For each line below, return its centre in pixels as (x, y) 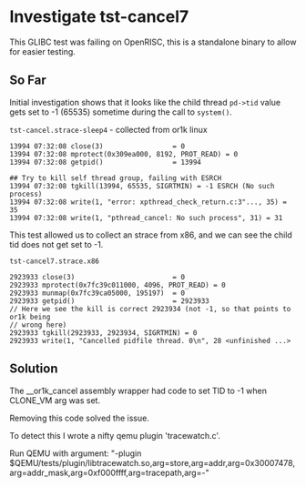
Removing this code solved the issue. (80, 418)
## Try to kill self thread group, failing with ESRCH (116, 178)
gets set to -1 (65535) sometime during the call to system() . (121, 112)
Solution (34, 369)
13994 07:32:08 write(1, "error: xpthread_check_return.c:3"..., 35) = (148, 202)
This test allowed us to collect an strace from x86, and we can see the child (151, 235)
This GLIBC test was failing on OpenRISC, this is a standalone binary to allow (153, 42)
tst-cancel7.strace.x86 (55, 261)
